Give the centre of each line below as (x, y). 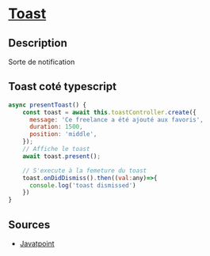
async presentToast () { (48, 105)
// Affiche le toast (56, 149)
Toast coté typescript (63, 87)
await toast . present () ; (62, 156)
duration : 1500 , (56, 127)
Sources (29, 225)
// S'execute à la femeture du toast (85, 171)
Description (38, 43)
